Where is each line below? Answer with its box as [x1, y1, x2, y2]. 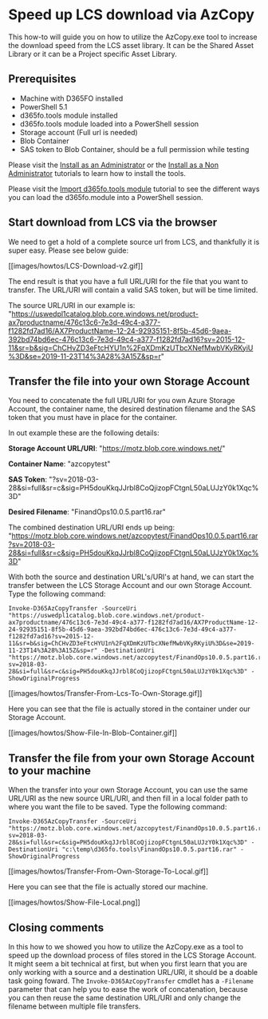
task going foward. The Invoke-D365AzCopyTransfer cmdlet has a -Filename [8, 976, 254, 985]
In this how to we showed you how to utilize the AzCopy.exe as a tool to [8, 942, 243, 951]
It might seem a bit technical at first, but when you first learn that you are [8, 959, 247, 969]
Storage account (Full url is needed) [19, 127, 138, 137]
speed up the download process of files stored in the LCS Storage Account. [8, 950, 257, 960]
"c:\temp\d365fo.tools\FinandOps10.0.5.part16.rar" [61, 845, 238, 853]
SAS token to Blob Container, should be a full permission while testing [19, 144, 250, 154]
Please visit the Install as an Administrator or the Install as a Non [8, 160, 219, 170]
